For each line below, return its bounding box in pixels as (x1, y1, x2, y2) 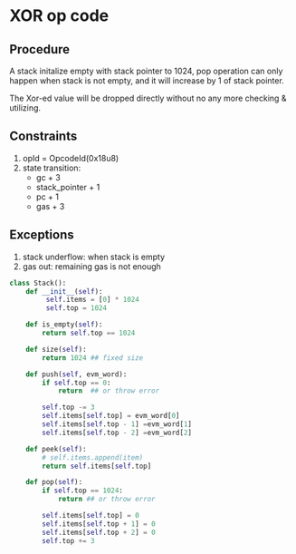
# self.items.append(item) (42, 452, 144, 462)
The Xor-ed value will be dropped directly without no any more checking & (9, 92, 287, 103)
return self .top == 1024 (42, 328, 136, 337)
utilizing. (9, 102, 42, 113)
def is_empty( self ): (25, 320, 103, 329)
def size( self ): (25, 345, 88, 354)
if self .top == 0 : (42, 378, 111, 387)
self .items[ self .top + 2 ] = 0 (42, 528, 156, 537)
